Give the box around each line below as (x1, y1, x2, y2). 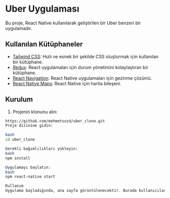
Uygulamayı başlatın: (5, 164, 51, 170)
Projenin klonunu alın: (12, 109, 58, 115)
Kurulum (5, 95, 33, 104)
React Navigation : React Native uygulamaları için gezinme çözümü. (12, 75, 152, 81)
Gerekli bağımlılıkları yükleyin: (5, 146, 78, 151)
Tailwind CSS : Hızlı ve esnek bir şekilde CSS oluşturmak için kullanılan (12, 53, 159, 59)
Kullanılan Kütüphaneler (5, 40, 83, 49)
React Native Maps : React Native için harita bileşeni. (12, 80, 121, 86)
